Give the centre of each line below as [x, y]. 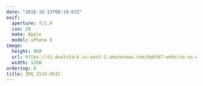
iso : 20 [21, 29]
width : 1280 [27, 62]
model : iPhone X [32, 40]
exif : [13, 18]
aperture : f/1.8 [32, 23]
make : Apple [27, 35]
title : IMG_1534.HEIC [34, 74]
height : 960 [27, 51]
